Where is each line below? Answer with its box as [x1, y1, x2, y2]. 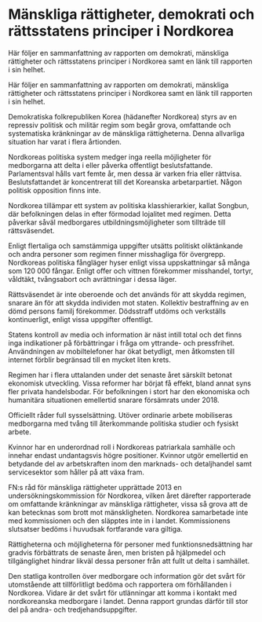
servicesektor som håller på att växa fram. [8, 467, 145, 477]
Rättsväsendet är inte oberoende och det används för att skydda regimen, [8, 289, 247, 299]
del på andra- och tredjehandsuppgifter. [8, 605, 137, 614]
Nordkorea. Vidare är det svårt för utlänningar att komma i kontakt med [8, 587, 237, 598]
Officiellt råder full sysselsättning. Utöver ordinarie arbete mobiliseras [8, 410, 233, 419]
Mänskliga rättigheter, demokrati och [8, 5, 255, 24]
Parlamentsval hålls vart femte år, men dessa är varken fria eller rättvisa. [8, 169, 242, 178]
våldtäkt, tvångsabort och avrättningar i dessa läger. [8, 274, 177, 284]
